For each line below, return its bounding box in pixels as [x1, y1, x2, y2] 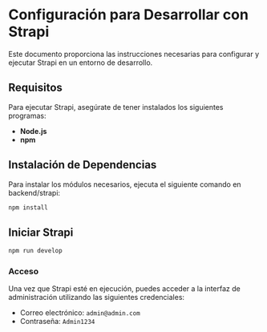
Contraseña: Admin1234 [19, 317, 95, 326]
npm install [8, 203, 48, 212]
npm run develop [8, 247, 63, 255]
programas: [8, 111, 47, 120]
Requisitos [8, 81, 63, 95]
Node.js [19, 126, 47, 136]
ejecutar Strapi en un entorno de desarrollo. [8, 58, 153, 67]
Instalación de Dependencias [8, 158, 157, 172]
